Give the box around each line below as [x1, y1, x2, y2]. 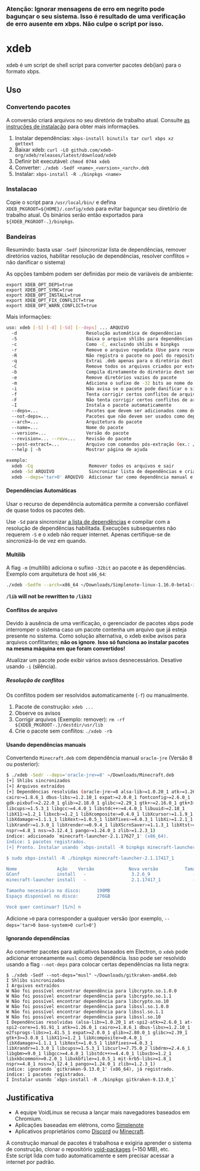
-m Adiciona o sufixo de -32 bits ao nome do [11, 380, 193, 386]
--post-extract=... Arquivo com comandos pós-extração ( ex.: [11, 441, 190, 447]
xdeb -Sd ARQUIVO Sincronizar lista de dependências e [11, 469, 183, 475]
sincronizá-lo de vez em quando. [6, 537, 87, 544]
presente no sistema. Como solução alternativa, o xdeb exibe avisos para [6, 632, 186, 639]
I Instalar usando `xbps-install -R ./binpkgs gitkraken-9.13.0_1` [6, 1077, 177, 1083]
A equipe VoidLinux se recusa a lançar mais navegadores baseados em [14, 1108, 190, 1116]
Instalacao [6, 185, 37, 193]
